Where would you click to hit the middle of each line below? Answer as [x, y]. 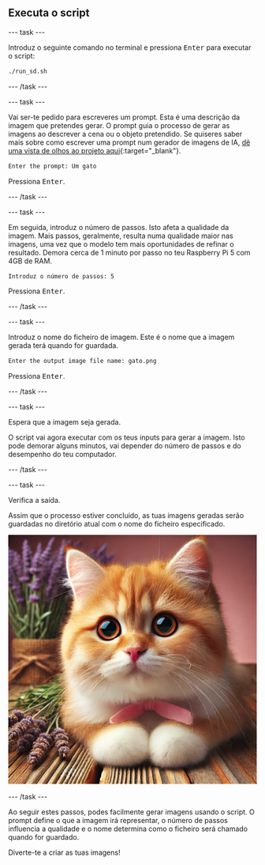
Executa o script [49, 13]
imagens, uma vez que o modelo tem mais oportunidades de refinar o [121, 244]
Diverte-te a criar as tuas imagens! [64, 852]
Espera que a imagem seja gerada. [64, 422]
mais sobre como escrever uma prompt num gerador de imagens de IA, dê [129, 142]
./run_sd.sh [28, 71]
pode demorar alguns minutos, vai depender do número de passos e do [125, 446]
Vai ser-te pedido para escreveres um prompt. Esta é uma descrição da [124, 117]
